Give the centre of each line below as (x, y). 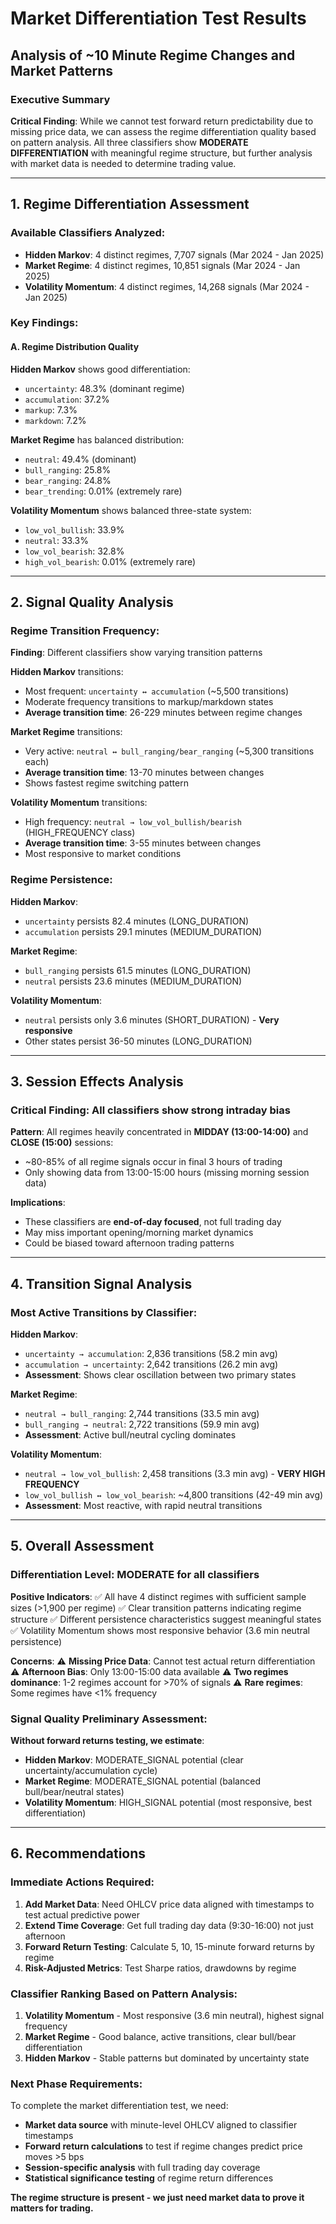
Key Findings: (44, 323)
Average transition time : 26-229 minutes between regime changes (163, 713)
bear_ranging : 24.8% (68, 480)
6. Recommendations (78, 1853)
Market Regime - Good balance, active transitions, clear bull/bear (160, 2037)
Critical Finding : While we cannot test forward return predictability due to (162, 121)
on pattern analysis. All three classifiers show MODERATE (129, 142)
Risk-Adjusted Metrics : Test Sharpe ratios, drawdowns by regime (160, 1968)
